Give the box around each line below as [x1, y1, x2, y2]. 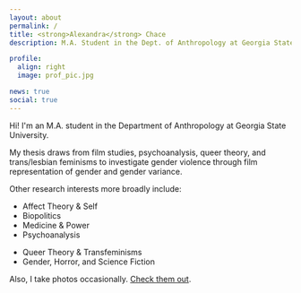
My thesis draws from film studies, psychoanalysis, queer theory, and [9, 147, 266, 158]
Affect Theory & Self [21, 201, 99, 211]
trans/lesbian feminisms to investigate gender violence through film [9, 156, 258, 167]
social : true [9, 95, 58, 104]
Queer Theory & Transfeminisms [21, 246, 142, 257]
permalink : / [9, 22, 58, 30]
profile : [9, 55, 42, 64]
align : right [17, 63, 66, 72]
